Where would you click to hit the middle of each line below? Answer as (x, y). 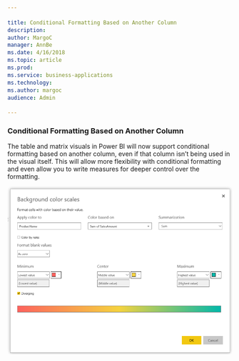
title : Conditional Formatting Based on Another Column (92, 22)
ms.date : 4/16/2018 (36, 53)
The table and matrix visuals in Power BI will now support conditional (108, 147)
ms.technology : (30, 83)
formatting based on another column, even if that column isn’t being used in (119, 154)
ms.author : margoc (35, 90)
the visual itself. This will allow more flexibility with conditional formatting (114, 162)
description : (27, 30)
